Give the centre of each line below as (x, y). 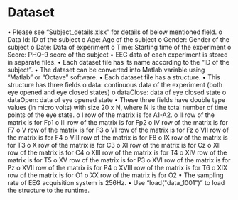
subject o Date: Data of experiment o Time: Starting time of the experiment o (119, 47)
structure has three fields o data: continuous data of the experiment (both (115, 84)
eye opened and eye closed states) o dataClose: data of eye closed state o (117, 92)
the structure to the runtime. (49, 190)
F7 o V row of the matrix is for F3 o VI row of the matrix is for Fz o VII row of (118, 130)
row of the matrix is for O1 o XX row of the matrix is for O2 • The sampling (115, 175)
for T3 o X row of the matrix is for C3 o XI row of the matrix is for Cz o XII (114, 145)
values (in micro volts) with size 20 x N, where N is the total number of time (118, 107)
